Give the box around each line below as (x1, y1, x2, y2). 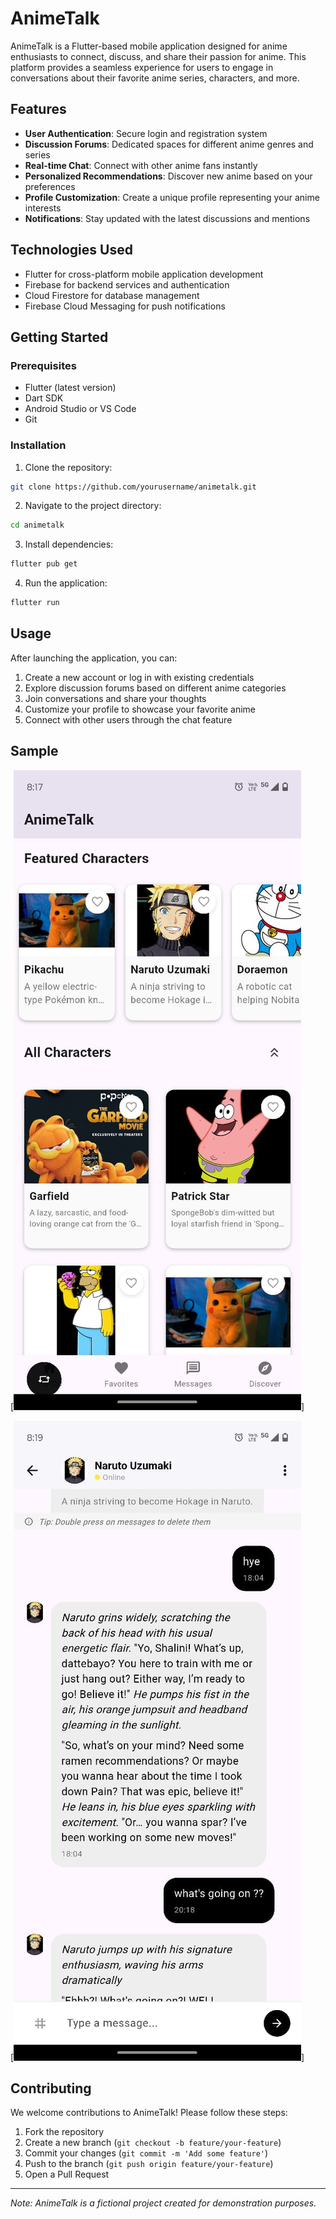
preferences (24, 180, 76, 192)
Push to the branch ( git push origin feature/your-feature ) (24, 2158, 274, 2170)
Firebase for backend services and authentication (24, 278, 230, 291)
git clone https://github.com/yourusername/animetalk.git (10, 482, 257, 492)
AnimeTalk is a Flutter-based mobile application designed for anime (10, 40, 288, 52)
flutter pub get (10, 559, 78, 569)
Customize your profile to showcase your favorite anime (24, 703, 257, 715)
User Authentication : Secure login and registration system (24, 127, 268, 139)
